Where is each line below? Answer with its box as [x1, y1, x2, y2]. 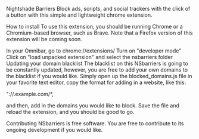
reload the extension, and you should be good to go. [6, 109, 135, 115]
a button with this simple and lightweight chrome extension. [6, 11, 153, 18]
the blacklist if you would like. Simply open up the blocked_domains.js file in [6, 73, 192, 79]
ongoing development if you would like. [6, 126, 103, 133]
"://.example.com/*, [6, 91, 54, 97]
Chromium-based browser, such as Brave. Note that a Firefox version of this [6, 29, 193, 36]
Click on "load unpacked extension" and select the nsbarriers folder [6, 54, 173, 60]
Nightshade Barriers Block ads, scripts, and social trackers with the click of [6, 5, 191, 12]
